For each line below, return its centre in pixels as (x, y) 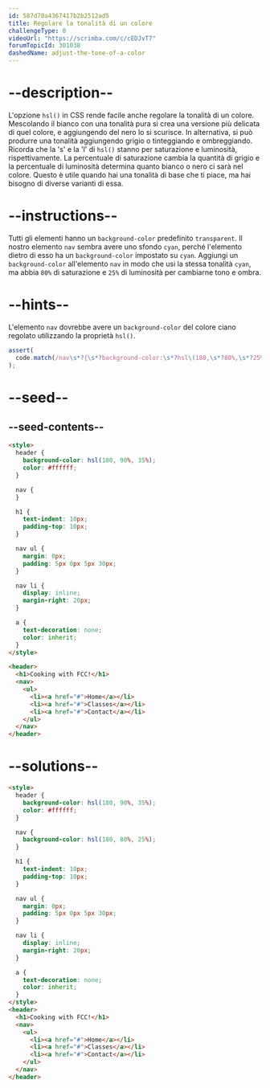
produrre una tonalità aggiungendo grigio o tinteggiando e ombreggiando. (131, 141)
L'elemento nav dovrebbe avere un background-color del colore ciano (123, 327)
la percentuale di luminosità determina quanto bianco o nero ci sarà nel (126, 166)
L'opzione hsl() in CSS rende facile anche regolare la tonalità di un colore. (131, 115)
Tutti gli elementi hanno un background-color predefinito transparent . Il (125, 238)
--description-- (61, 93)
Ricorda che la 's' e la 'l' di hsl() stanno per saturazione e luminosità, (123, 149)
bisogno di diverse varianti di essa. (66, 183)
